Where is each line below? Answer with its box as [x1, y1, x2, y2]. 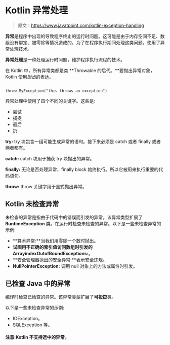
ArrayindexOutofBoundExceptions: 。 [12, 250, 93, 256]
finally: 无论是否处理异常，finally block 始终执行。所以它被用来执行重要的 [5, 166, 159, 172]
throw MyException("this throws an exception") [5, 88, 108, 93]
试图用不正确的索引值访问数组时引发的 [12, 244, 93, 250]
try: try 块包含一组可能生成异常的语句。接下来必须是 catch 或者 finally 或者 [5, 138, 161, 145]
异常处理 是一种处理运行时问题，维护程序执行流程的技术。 [5, 56, 125, 62]
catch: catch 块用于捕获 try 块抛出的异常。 [5, 155, 95, 161]
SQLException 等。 [12, 322, 53, 328]
